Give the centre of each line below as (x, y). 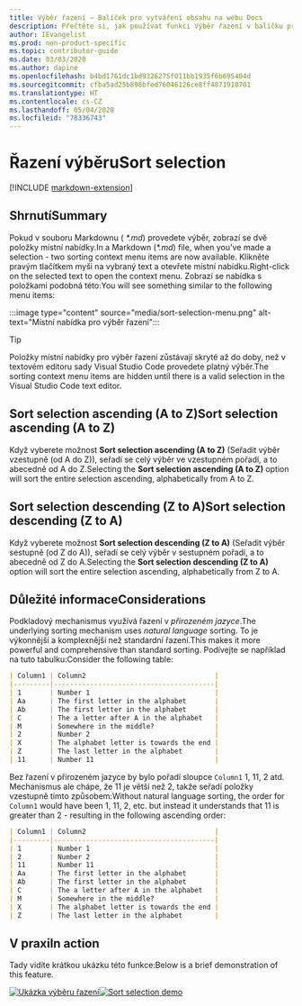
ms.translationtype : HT (54, 93)
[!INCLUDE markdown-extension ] (71, 188)
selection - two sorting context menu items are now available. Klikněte (139, 257)
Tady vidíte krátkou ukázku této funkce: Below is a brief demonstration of (144, 965)
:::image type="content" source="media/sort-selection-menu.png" (133, 313)
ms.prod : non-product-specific (68, 43)
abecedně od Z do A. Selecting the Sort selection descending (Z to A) (139, 562)
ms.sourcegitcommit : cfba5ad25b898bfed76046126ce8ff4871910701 (130, 85)
